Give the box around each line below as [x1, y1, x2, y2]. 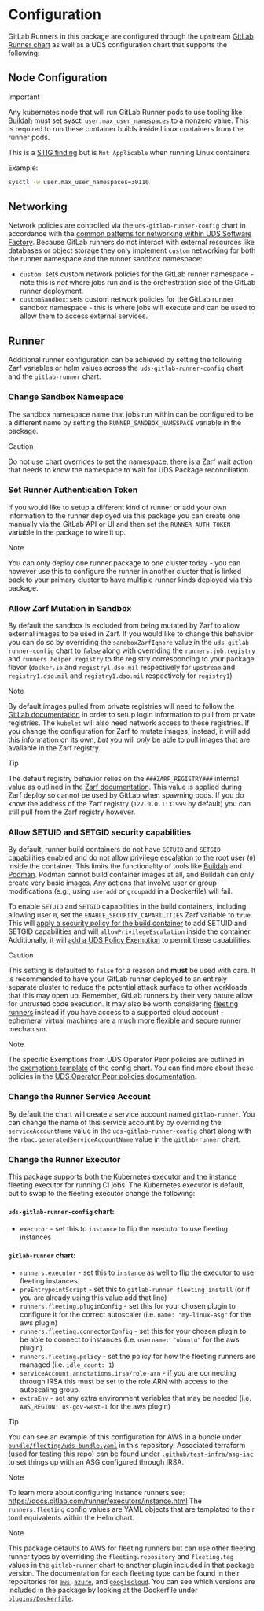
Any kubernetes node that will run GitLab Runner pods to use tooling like [8, 107, 243, 117]
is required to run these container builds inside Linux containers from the [8, 124, 244, 133]
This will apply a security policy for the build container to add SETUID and [8, 919, 247, 928]
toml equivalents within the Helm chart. [8, 1513, 135, 1523]
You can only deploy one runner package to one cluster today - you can [8, 557, 241, 568]
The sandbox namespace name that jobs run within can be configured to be [8, 409, 254, 419]
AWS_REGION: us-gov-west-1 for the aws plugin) [19, 1402, 171, 1411]
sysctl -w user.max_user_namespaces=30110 [8, 178, 149, 186]
